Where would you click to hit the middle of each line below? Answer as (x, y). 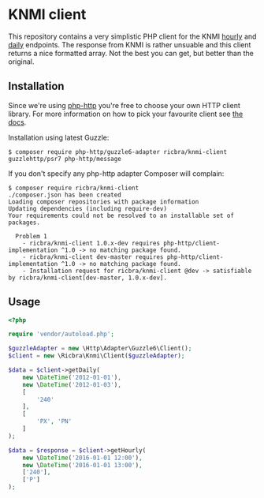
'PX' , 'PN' (54, 421)
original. (21, 62)
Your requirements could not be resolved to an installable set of (121, 215)
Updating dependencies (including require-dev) (88, 208)
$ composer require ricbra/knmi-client (74, 188)
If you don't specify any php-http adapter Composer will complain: (116, 173)
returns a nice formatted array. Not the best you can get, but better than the (131, 53)
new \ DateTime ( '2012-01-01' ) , (72, 377)
